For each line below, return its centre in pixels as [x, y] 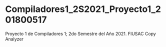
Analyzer [14, 39]
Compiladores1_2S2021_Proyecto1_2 [83, 9]
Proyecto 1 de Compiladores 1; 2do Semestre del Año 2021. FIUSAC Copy [80, 33]
